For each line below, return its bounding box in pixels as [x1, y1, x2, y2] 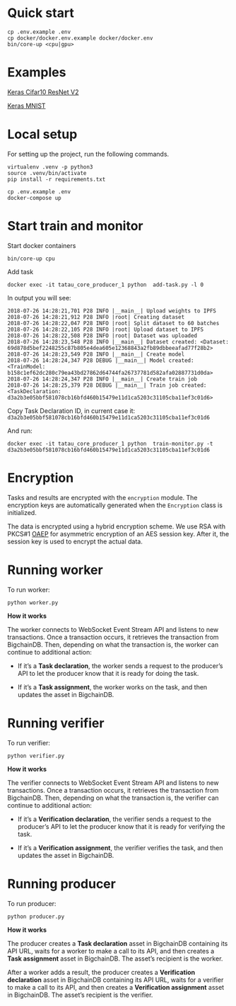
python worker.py [7, 599, 59, 606]
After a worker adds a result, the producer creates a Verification [7, 968, 196, 976]
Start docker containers [7, 241, 76, 249]
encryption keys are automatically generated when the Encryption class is [7, 501, 223, 509]
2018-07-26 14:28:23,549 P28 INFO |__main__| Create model [7, 351, 185, 358]
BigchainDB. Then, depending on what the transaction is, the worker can [7, 640, 219, 649]
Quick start [7, 5, 74, 21]
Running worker [7, 562, 104, 578]
